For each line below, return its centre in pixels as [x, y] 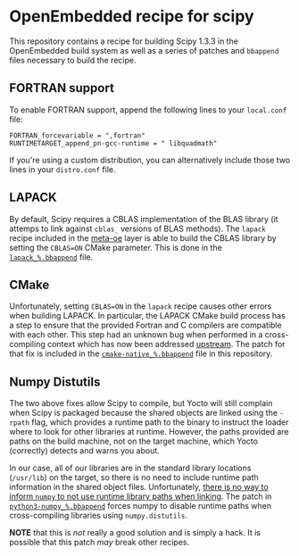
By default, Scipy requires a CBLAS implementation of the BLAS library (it [144, 219]
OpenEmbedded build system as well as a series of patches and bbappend [144, 50]
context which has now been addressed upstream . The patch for [166, 344]
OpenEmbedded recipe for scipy [132, 17]
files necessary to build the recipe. [73, 60]
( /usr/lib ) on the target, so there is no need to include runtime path [134, 477]
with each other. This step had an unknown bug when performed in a [136, 335]
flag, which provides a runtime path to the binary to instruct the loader [160, 422]
